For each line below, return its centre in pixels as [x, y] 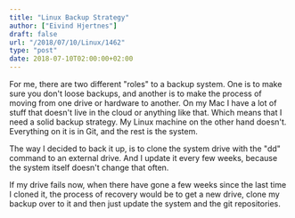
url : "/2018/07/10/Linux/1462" [67, 42]
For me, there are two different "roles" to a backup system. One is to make [146, 84]
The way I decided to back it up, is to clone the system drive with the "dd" [145, 149]
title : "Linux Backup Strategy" [69, 17]
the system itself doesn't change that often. [89, 167]
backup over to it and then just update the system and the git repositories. [145, 204]
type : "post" [33, 51]
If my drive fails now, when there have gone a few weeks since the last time [148, 185]
